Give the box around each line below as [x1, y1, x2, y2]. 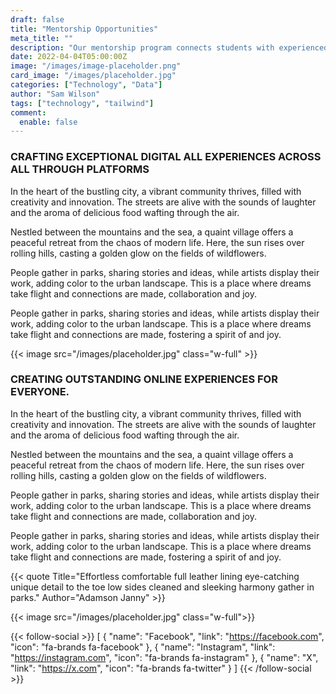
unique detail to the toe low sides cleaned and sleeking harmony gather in [10, 581, 315, 593]
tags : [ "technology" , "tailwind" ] [10, 98, 155, 108]
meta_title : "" [10, 33, 74, 43]
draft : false [10, 14, 65, 25]
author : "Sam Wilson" [10, 89, 101, 99]
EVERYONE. [10, 385, 70, 399]
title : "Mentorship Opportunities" [10, 24, 159, 34]
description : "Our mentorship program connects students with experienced [10, 42, 329, 53]
